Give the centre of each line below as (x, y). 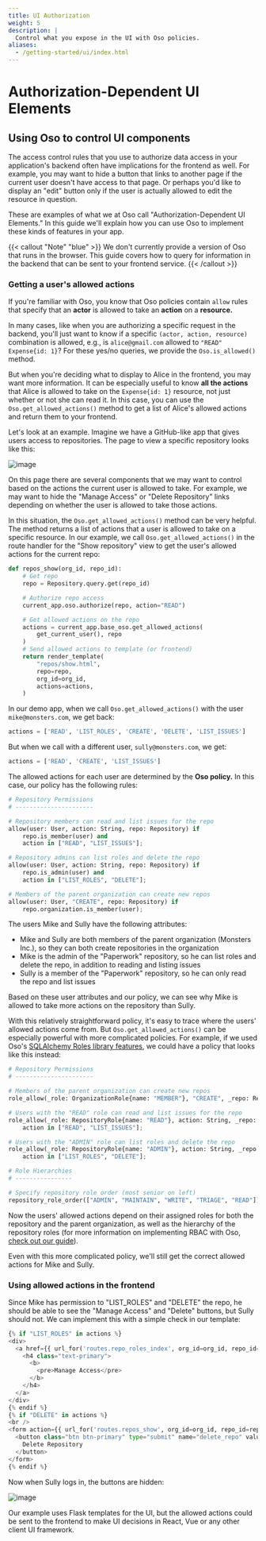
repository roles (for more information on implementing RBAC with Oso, (125, 1232)
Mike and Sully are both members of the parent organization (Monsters (135, 940)
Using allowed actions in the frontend (82, 1285)
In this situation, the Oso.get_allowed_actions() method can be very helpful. (132, 520)
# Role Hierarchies (40, 1171)
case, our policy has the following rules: (73, 785)
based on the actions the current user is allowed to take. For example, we (128, 489)
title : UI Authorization (49, 15)
